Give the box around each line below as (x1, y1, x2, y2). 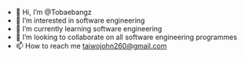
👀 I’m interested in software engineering (15, 16, 145, 25)
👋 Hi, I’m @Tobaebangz (15, 8, 92, 16)
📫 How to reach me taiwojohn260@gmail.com (15, 42, 167, 50)
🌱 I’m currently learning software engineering (15, 24, 163, 33)
